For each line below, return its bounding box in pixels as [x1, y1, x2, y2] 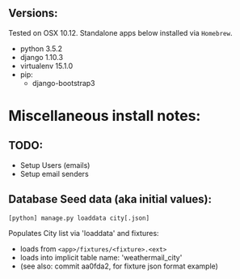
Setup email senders [19, 169, 89, 178]
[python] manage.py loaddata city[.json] [8, 214, 150, 222]
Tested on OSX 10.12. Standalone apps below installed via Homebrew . [8, 28, 233, 37]
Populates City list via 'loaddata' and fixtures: [8, 228, 159, 238]
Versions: [8, 6, 58, 20]
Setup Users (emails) [19, 160, 91, 170]
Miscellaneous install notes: [8, 107, 201, 125]
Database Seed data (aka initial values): [8, 192, 213, 206]
